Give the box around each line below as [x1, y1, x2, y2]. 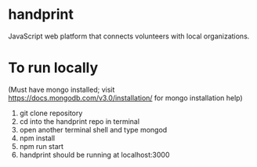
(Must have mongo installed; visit [8, 85, 115, 94]
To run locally [8, 59, 99, 77]
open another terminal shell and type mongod [19, 125, 168, 134]
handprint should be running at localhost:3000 [19, 150, 170, 159]
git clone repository [19, 108, 83, 118]
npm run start [19, 141, 64, 151]
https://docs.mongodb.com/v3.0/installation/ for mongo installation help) [8, 93, 243, 103]
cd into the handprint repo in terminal [19, 116, 139, 126]
